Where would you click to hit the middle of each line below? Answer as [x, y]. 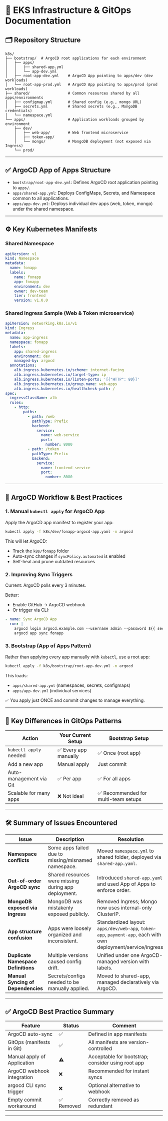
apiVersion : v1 [21, 254]
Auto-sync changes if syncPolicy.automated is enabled [69, 556]
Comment [124, 1026]
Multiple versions [68, 955]
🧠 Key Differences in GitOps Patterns [63, 721]
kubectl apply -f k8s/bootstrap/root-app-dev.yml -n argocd [69, 666]
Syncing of [21, 982]
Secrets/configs [66, 976]
